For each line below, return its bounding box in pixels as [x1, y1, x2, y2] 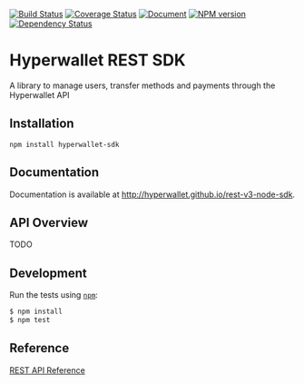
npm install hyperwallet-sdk [9, 140, 120, 149]
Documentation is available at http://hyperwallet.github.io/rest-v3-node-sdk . [9, 189, 296, 200]
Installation [9, 116, 74, 132]
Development [9, 265, 88, 281]
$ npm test [9, 316, 51, 325]
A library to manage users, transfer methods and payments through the [9, 80, 276, 91]
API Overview [9, 214, 89, 231]
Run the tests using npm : [9, 290, 98, 300]
